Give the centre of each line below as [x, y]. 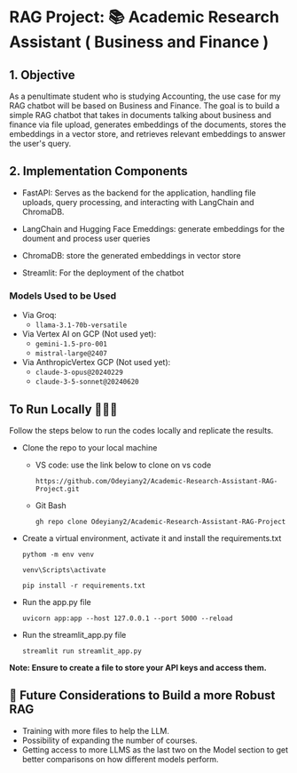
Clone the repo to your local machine [90, 447]
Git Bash [51, 505]
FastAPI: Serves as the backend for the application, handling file [139, 193]
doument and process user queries [86, 238]
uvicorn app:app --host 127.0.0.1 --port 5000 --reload [127, 618]
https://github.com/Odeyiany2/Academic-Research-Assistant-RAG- [156, 481]
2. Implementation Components [98, 171]
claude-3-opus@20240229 [79, 373]
